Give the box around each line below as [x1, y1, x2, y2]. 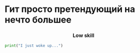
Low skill [72, 32, 94, 39]
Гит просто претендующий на [4, 3, 135, 15]
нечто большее [4, 14, 72, 25]
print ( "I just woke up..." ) [4, 43, 63, 48]
